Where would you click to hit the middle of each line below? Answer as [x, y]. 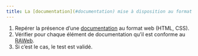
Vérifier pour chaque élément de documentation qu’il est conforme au [100, 34]
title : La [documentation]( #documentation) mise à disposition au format [99, 11]
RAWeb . [24, 40]
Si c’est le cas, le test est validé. [54, 47]
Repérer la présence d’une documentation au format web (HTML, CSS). [102, 28]
